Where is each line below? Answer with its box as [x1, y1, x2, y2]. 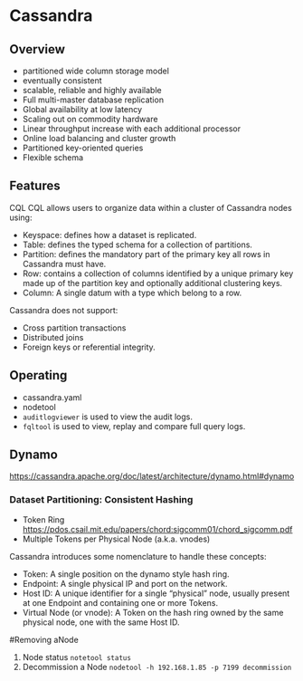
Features [9, 178, 61, 194]
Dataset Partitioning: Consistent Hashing [9, 494, 194, 506]
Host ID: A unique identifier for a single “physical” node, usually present [22, 588, 290, 599]
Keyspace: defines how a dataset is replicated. [22, 229, 197, 240]
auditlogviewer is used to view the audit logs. [22, 411, 193, 422]
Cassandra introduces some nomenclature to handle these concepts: [9, 551, 267, 561]
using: [9, 212, 33, 223]
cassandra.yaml [22, 391, 82, 403]
